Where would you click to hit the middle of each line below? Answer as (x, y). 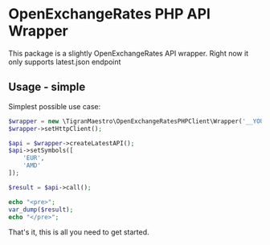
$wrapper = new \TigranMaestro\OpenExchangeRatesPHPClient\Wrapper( (125, 121)
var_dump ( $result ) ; (41, 210)
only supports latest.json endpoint (65, 62)
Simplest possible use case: (55, 106)
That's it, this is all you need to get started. (79, 232)
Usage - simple (47, 87)
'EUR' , (34, 158)
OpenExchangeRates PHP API (110, 14)
